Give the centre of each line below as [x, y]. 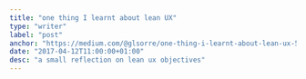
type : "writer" [38, 26]
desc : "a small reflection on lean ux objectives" [107, 60]
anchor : [24, 43]
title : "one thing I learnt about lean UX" [93, 18]
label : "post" [36, 35]
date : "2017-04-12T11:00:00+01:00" [77, 52]
